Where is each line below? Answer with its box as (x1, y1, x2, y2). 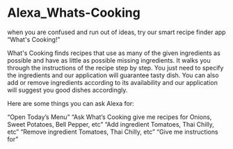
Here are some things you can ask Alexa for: (7, 99, 134, 107)
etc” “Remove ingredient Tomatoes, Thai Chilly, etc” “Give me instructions (7, 127, 218, 136)
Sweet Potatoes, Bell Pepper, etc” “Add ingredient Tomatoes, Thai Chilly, (7, 120, 214, 128)
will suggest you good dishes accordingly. (7, 86, 128, 94)
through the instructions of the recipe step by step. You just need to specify (7, 63, 224, 72)
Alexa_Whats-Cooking (7, 5, 140, 21)
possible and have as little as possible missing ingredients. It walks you (7, 56, 211, 64)
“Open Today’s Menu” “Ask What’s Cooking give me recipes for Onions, (7, 113, 212, 121)
